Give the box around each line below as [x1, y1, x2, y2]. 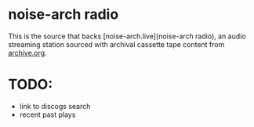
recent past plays [19, 110, 76, 119]
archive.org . [8, 48, 47, 57]
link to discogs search [19, 101, 91, 111]
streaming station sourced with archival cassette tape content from [8, 39, 225, 49]
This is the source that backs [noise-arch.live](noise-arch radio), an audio [8, 31, 246, 41]
